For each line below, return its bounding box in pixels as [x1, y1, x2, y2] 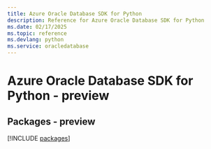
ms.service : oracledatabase [7, 43, 89, 50]
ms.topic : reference [7, 29, 68, 37]
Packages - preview [7, 115, 96, 127]
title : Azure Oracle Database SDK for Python [7, 10, 142, 17]
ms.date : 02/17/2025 [7, 23, 68, 30]
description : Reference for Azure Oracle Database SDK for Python [7, 17, 205, 24]
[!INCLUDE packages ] [7, 134, 71, 142]
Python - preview [7, 88, 110, 104]
